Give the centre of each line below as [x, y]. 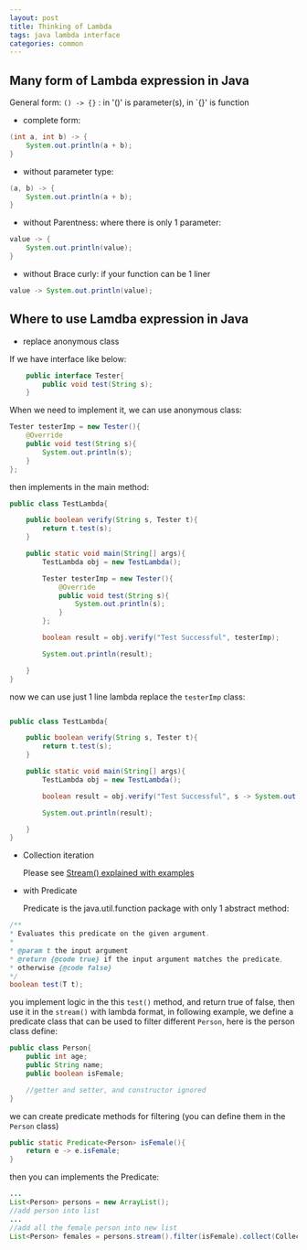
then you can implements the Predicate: [85, 1177]
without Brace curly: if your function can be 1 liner [116, 273]
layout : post [34, 18]
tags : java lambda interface [65, 35]
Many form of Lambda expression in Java [129, 80]
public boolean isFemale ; [75, 1074]
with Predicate [50, 891]
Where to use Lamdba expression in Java [129, 320]
